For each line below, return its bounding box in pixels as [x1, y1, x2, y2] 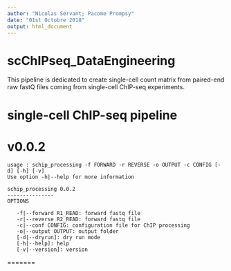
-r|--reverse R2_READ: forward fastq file [16, 216, 140, 223]
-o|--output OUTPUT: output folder [16, 228, 119, 235]
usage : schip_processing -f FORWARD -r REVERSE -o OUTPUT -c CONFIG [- [7, 162, 221, 169]
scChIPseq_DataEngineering [7, 53, 176, 68]
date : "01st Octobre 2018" [7, 17, 85, 24]
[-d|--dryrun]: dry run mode [16, 234, 100, 241]
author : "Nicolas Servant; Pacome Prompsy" [7, 10, 135, 17]
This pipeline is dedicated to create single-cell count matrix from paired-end [7, 75, 225, 84]
